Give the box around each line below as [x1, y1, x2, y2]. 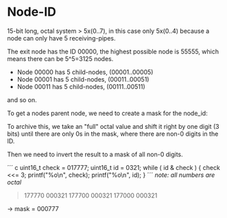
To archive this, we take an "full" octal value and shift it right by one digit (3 [7, 122, 219, 130]
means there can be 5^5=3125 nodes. [7, 54, 114, 62]
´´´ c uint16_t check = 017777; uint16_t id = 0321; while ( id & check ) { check [7, 163, 221, 171]
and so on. [7, 95, 38, 104]
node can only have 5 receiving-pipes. [7, 34, 116, 42]
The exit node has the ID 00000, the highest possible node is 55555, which [7, 47, 219, 56]
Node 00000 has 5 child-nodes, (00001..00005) [16, 68, 154, 76]
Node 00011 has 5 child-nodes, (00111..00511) [16, 82, 145, 90]
